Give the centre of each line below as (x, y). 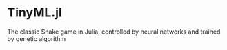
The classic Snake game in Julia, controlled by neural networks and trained (114, 32)
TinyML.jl (34, 13)
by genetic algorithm (37, 38)
